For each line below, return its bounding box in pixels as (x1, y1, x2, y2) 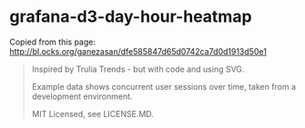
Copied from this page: (9, 36, 96, 47)
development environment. (31, 91, 134, 102)
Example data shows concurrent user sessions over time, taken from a (31, 81, 297, 92)
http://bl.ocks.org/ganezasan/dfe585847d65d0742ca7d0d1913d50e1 (9, 45, 267, 56)
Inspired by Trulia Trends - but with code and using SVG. (31, 64, 245, 74)
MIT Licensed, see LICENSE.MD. (31, 108, 155, 119)
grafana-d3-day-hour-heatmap (9, 6, 252, 27)
